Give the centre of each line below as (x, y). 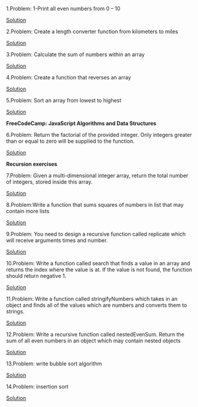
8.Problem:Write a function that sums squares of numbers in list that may (95, 205)
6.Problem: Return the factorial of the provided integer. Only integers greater (99, 135)
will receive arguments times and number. (57, 240)
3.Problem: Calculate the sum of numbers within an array (75, 55)
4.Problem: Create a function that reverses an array (69, 77)
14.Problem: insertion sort (38, 387)
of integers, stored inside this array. (49, 182)
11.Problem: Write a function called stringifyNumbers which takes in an (92, 299)
